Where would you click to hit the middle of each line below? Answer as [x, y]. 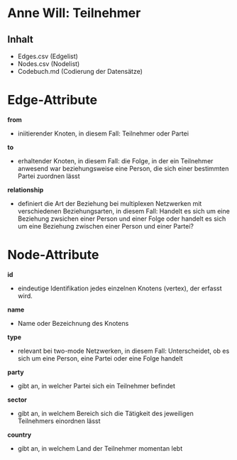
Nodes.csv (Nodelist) [49, 64]
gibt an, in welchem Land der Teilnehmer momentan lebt [100, 448]
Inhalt [20, 39]
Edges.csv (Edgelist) [48, 56]
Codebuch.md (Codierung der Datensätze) [80, 71]
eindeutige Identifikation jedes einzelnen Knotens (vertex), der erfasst [120, 288]
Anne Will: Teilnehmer [74, 13]
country [20, 434]
